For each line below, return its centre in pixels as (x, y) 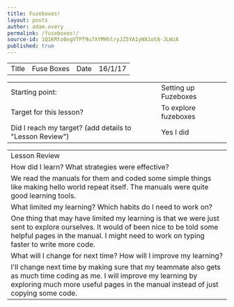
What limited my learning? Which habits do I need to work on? (112, 207)
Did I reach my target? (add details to (71, 128)
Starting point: (34, 92)
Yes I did (175, 132)
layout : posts (28, 20)
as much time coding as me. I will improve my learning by (104, 276)
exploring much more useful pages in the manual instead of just (115, 284)
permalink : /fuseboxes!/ (43, 33)
